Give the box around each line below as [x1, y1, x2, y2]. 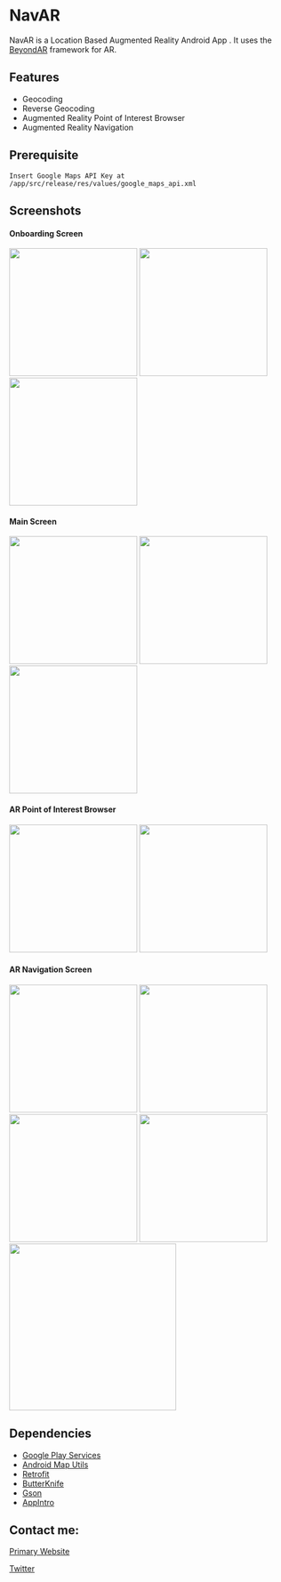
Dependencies [9, 1426, 92, 1441]
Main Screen [9, 516, 58, 526]
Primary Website [9, 1546, 70, 1557]
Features [9, 70, 60, 85]
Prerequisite [9, 148, 79, 163]
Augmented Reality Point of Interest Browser [21, 112, 185, 123]
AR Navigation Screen [9, 964, 92, 975]
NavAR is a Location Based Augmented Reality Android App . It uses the [9, 35, 273, 45]
